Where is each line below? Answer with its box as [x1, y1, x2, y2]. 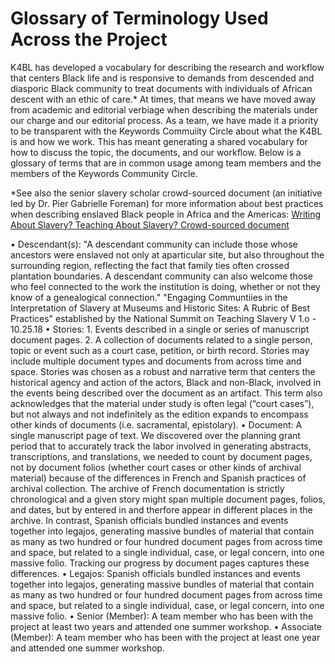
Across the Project [10, 28, 168, 51]
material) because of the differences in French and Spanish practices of [10, 472, 307, 484]
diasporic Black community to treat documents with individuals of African [10, 82, 313, 94]
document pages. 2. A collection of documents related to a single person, [10, 333, 313, 346]
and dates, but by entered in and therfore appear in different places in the [10, 503, 313, 516]
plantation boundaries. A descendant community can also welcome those [10, 270, 313, 282]
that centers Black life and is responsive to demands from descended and [10, 72, 315, 84]
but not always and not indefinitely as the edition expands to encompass [10, 408, 309, 420]
